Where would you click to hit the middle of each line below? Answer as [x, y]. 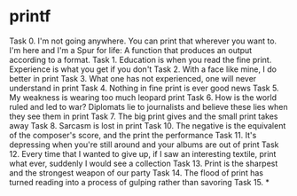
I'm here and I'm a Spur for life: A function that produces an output [131, 50]
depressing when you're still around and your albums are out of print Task [144, 145]
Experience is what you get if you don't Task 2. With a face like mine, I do [143, 69]
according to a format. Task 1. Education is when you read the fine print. [141, 59]
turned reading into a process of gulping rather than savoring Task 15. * [140, 182]
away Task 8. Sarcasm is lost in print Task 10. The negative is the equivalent [148, 125]
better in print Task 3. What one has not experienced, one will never [133, 78]
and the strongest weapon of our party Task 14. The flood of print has [137, 172]
